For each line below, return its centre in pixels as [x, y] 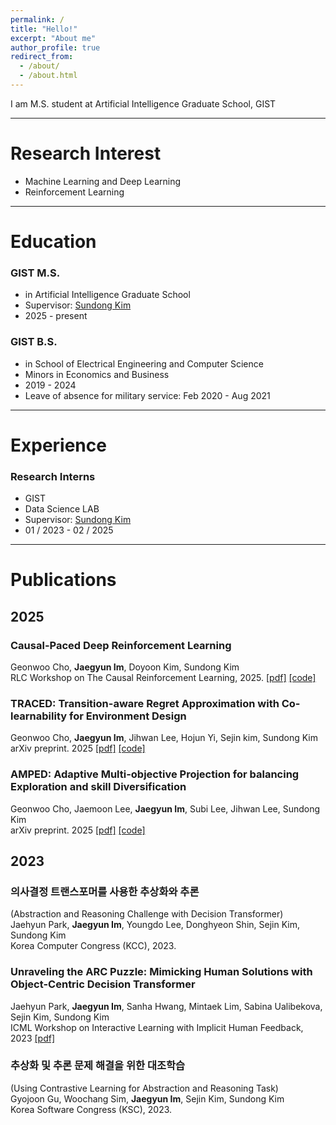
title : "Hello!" [44, 29]
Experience [58, 445]
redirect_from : [42, 57]
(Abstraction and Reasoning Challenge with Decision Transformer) [147, 914]
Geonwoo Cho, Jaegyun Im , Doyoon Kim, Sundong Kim [125, 667]
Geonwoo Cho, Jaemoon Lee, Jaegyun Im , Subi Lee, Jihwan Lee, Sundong [165, 808]
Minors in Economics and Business [97, 374]
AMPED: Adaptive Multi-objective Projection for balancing [155, 774]
